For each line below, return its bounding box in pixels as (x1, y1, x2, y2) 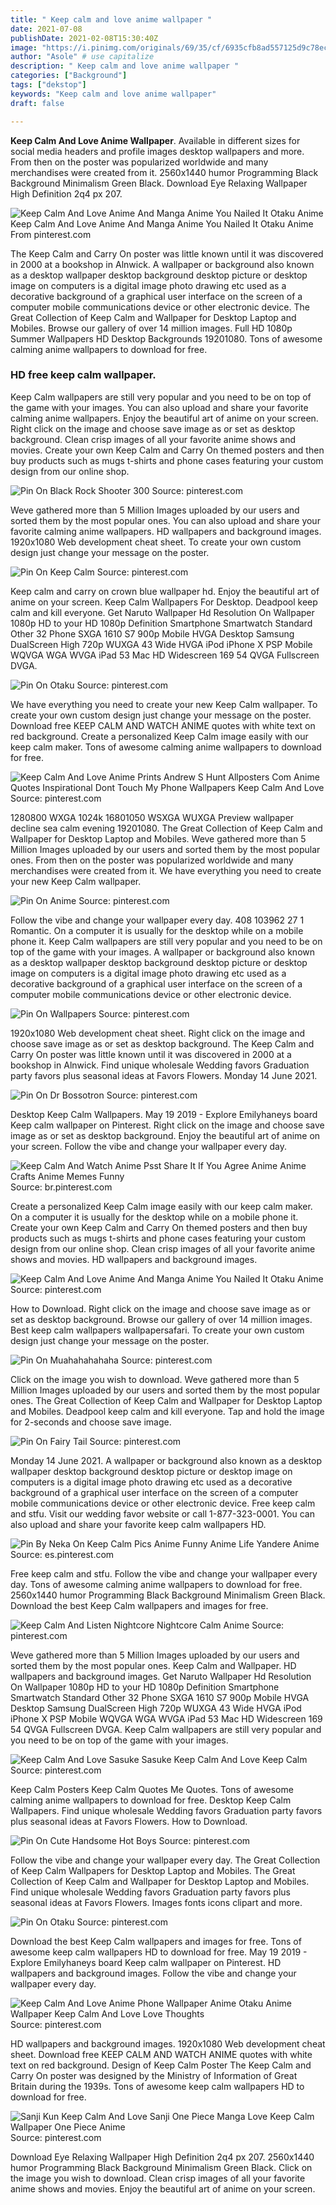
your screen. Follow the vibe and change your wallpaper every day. (10, 1140, 288, 1152)
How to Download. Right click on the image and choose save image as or (10, 1302, 311, 1315)
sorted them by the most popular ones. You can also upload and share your (10, 514, 321, 526)
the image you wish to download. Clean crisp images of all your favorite (10, 2172, 306, 2184)
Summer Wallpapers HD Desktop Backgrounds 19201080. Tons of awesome (10, 332, 323, 345)
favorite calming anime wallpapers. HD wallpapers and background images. (10, 525, 322, 537)
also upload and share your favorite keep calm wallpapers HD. (10, 1518, 267, 1530)
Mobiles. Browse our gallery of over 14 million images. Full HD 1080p (10, 322, 293, 334)
